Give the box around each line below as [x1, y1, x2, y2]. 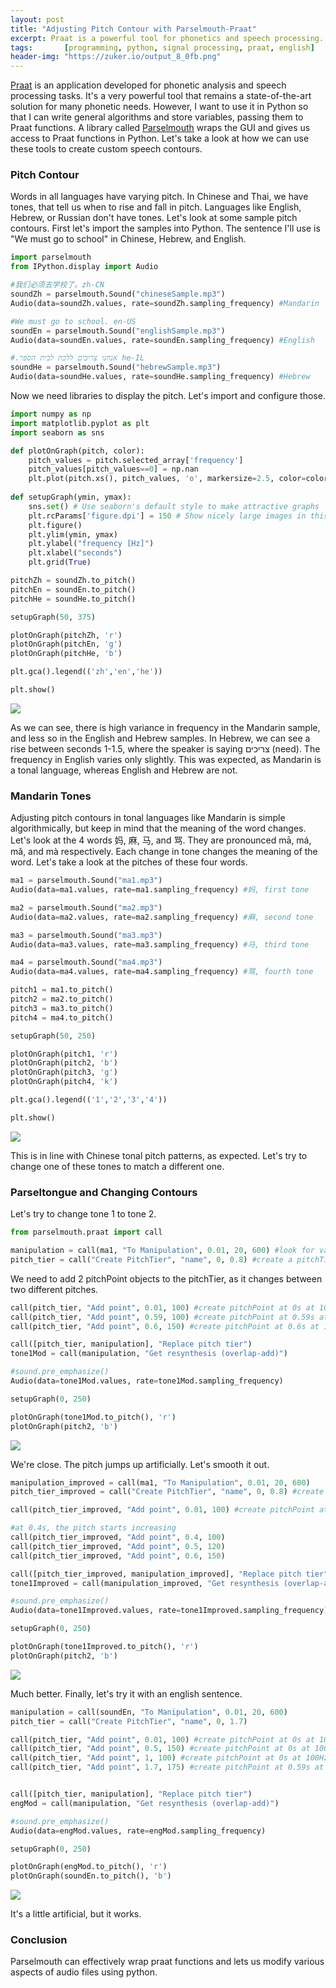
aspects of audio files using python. [10, 1966, 158, 1978]
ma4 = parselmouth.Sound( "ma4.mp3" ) [10, 957, 163, 968]
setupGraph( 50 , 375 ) [10, 612, 97, 622]
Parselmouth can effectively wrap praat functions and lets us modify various [10, 1956, 325, 1968]
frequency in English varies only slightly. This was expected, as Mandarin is [10, 753, 322, 765]
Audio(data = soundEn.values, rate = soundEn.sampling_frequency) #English [10, 335, 315, 345]
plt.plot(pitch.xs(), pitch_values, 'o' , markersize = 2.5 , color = [28, 474, 307, 484]
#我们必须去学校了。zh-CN [10, 280, 105, 290]
